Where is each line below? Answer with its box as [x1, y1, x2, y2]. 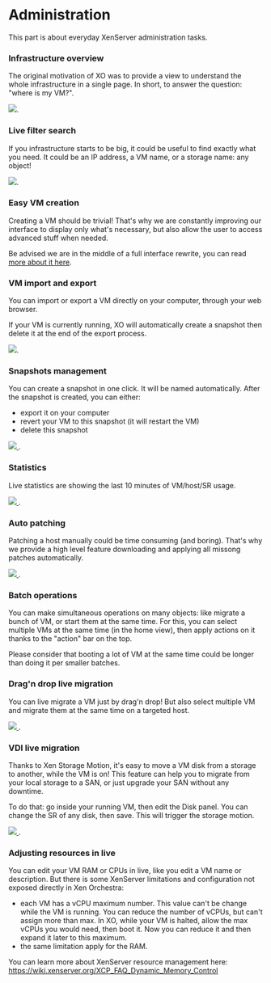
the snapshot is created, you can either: [8, 392, 141, 402]
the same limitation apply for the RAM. [19, 942, 148, 951]
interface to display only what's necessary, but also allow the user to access [8, 224, 263, 234]
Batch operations [8, 589, 78, 601]
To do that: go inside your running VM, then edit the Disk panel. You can [8, 802, 248, 812]
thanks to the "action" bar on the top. [8, 634, 132, 643]
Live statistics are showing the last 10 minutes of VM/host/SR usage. [8, 480, 236, 490]
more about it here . [8, 257, 73, 267]
